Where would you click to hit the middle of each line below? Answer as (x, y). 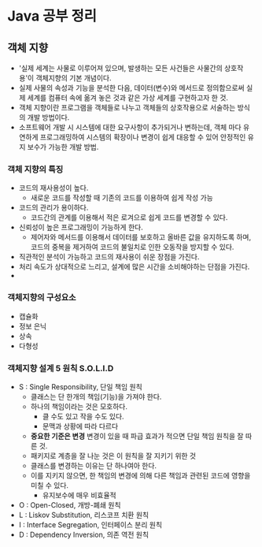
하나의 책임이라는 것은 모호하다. (79, 406)
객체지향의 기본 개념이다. (74, 78)
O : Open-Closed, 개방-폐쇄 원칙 (70, 504)
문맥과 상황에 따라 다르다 (80, 426)
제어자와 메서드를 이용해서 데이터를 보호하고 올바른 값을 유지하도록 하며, (141, 237)
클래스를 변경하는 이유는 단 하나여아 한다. (94, 465)
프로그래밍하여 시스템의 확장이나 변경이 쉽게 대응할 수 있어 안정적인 (143, 137)
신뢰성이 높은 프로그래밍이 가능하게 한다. (81, 227)
